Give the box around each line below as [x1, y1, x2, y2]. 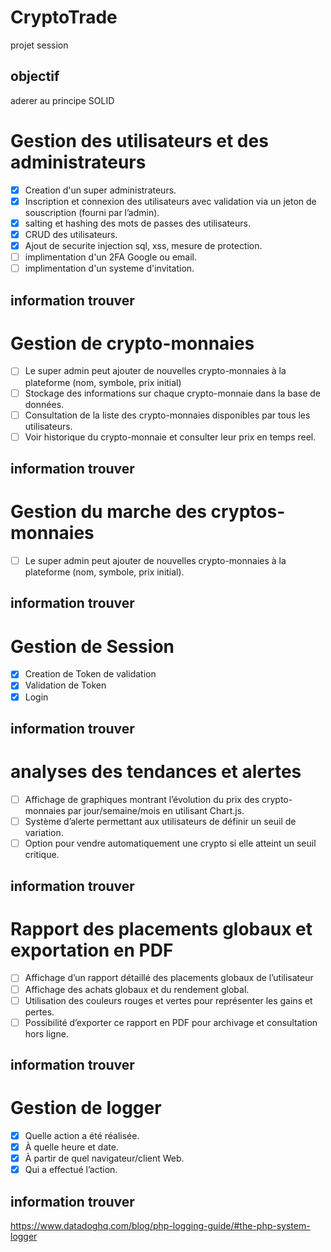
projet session [10, 39, 69, 51]
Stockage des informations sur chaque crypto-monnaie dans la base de [24, 387, 322, 399]
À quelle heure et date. [24, 1141, 119, 1153]
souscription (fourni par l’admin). [24, 206, 160, 218]
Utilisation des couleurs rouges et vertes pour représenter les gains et [24, 994, 313, 1006]
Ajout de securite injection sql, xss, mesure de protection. [24, 239, 263, 251]
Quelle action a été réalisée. [24, 1130, 140, 1142]
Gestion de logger [10, 1097, 162, 1120]
